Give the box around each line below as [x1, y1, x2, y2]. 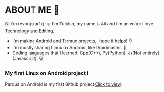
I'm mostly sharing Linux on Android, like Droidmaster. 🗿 [12, 45, 127, 50]
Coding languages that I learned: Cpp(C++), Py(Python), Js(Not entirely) [12, 50, 160, 56]
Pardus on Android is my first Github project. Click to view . [5, 81, 122, 87]
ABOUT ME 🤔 [5, 4, 59, 16]
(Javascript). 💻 [12, 55, 44, 61]
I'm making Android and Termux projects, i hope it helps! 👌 [12, 38, 133, 44]
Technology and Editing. [5, 28, 55, 34]
